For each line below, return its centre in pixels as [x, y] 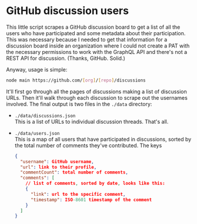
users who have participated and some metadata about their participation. [96, 33]
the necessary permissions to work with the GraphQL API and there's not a [97, 52]
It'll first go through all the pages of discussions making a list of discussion [96, 91]
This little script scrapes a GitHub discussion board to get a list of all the [93, 27]
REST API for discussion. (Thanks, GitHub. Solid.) [66, 58]
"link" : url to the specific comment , [78, 194]
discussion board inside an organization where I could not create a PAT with [98, 46]
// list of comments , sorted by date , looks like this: [96, 184]
